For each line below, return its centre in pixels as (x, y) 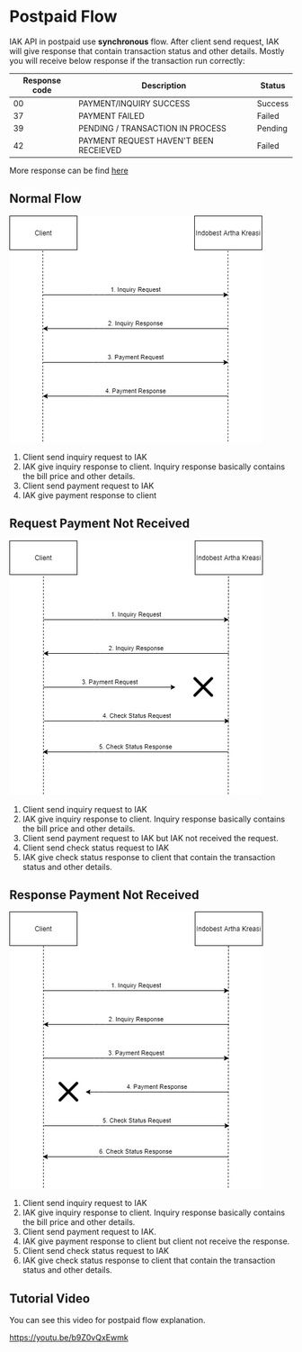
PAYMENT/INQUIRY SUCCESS (134, 103)
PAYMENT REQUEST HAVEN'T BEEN (146, 141)
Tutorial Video (50, 1298)
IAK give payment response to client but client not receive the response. (156, 1241)
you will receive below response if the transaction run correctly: (127, 60)
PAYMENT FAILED (111, 115)
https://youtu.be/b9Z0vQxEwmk (69, 1338)
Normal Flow (46, 199)
